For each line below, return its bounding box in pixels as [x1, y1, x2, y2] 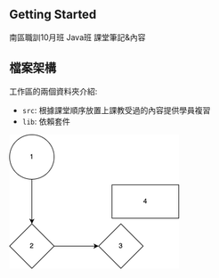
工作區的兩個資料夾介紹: [9, 86, 98, 96]
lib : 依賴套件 [21, 116, 71, 127]
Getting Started [9, 7, 97, 22]
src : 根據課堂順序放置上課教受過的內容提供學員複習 [21, 104, 211, 115]
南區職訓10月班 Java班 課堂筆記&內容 [9, 31, 146, 43]
